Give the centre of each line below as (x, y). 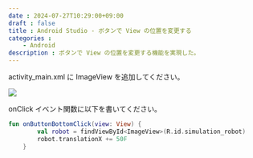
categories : (30, 38)
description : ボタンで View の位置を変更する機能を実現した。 (104, 53)
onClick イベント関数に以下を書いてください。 (85, 109)
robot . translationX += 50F (82, 139)
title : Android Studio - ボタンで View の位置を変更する (100, 30)
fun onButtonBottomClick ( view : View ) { (75, 124)
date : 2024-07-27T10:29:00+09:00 (66, 16)
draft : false (32, 23)
